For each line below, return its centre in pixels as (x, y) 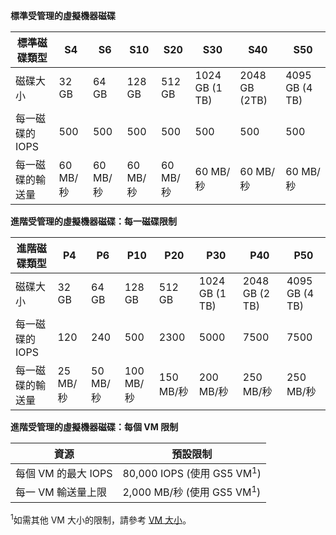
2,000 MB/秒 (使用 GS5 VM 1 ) (192, 491)
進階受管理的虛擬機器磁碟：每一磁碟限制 (93, 221)
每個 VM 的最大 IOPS (64, 474)
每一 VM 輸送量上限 (61, 492)
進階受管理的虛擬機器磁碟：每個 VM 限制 (94, 427)
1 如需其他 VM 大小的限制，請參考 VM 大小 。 (101, 519)
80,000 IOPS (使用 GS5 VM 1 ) (192, 473)
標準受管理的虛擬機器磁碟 (63, 15)
